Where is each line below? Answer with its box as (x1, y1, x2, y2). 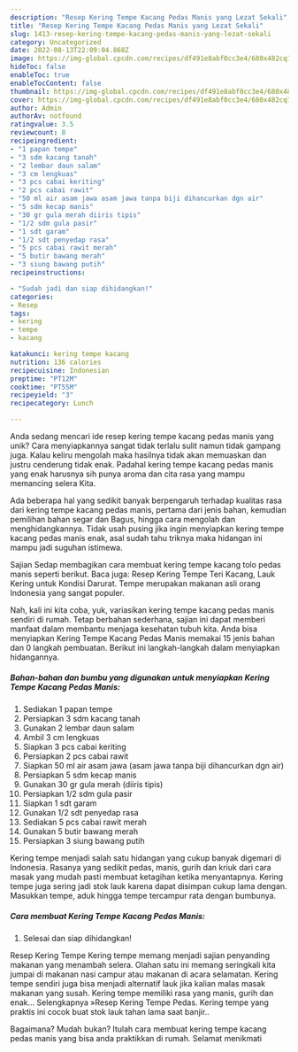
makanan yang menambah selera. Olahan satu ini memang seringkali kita (10, 959, 277, 970)
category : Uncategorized (10, 37, 102, 47)
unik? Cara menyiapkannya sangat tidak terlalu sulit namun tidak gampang (10, 440, 281, 451)
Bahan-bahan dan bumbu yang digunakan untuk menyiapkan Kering (10, 672, 271, 683)
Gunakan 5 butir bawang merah (22, 825, 139, 837)
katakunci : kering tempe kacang (10, 350, 129, 359)
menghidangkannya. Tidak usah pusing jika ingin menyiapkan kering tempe (10, 523, 285, 534)
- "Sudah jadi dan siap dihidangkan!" (10, 284, 153, 293)
